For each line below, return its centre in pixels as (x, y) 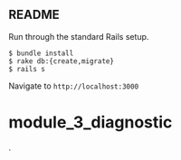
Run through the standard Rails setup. (79, 36)
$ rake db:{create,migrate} (62, 61)
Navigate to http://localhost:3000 (74, 86)
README (34, 15)
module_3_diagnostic (90, 122)
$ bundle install (41, 53)
